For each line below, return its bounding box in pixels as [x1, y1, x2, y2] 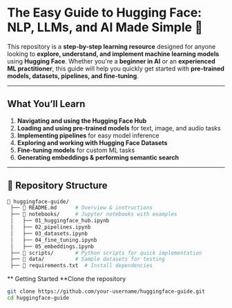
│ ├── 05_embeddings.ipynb [10, 243, 95, 250]
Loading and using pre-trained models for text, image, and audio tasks [17, 124, 221, 132]
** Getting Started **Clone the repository [7, 275, 126, 283]
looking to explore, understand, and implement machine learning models [7, 50, 220, 58]
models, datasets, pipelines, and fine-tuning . [7, 71, 139, 80]
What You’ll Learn [7, 98, 86, 110]
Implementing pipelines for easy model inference [17, 131, 159, 139]
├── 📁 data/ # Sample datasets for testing [10, 256, 166, 263]
